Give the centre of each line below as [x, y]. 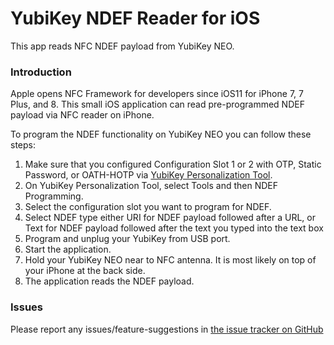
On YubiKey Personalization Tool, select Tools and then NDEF [151, 186]
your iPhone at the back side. [85, 271]
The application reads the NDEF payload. [109, 281]
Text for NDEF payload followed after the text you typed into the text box [174, 228]
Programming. [54, 196]
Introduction [41, 72]
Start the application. [68, 249]
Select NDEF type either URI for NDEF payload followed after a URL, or [170, 218]
